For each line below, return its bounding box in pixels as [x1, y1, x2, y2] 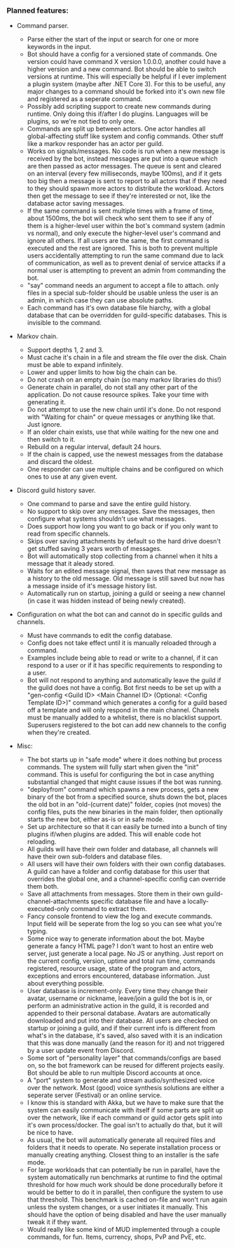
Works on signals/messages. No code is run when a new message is [27, 147, 226, 156]
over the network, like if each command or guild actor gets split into [27, 1113, 223, 1122]
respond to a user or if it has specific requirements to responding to [27, 661, 223, 670]
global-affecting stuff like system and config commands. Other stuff [27, 132, 223, 140]
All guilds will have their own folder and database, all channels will [27, 845, 219, 854]
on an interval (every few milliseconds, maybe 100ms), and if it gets [27, 169, 222, 178]
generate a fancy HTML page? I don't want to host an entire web [27, 942, 214, 950]
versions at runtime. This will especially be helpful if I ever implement [27, 72, 227, 81]
